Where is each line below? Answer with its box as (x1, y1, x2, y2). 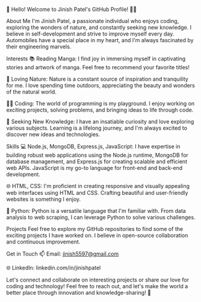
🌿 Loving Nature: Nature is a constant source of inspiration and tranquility (6, 75, 188, 83)
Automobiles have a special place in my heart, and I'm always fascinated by (6, 37, 194, 43)
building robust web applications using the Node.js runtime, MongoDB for (6, 151, 188, 159)
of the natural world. (6, 88, 57, 95)
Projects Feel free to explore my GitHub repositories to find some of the (6, 225, 184, 232)
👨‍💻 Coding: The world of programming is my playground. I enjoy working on (6, 100, 195, 107)
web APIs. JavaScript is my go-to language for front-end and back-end (6, 165, 183, 171)
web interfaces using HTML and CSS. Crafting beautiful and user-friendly (6, 189, 188, 196)
